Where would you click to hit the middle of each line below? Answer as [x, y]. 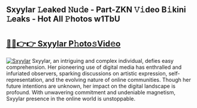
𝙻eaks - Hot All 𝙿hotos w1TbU [63, 19]
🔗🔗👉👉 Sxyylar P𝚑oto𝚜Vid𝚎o [63, 44]
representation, [25, 80]
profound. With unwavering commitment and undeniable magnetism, [91, 92]
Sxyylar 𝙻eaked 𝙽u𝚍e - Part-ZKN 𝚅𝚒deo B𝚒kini [96, 10]
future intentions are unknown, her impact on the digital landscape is [91, 86]
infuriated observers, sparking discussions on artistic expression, [87, 73]
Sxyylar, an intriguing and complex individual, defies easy [103, 61]
